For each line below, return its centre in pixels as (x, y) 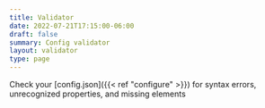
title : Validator (42, 17)
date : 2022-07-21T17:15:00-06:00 (72, 26)
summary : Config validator (60, 42)
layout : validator (44, 51)
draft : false (34, 34)
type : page (30, 59)
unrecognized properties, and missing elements (97, 94)
